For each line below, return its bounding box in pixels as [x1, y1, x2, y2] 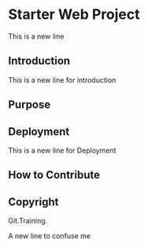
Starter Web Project [8, 6, 140, 24]
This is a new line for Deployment [8, 146, 117, 155]
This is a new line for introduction [8, 75, 117, 84]
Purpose [8, 98, 51, 112]
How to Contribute [8, 168, 101, 182]
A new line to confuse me [8, 231, 91, 241]
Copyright [8, 195, 59, 208]
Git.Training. [8, 216, 48, 226]
